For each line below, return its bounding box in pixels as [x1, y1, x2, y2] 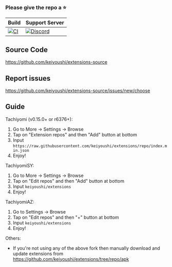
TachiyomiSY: [5, 162, 34, 168]
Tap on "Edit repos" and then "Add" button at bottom [12, 177, 125, 184]
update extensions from [12, 251, 63, 257]
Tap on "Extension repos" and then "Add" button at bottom [12, 131, 137, 137]
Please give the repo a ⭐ [5, 4, 67, 11]
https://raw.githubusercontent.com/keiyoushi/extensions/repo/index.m [12, 143, 167, 149]
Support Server [25, 19, 64, 26]
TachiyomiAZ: [5, 199, 34, 205]
